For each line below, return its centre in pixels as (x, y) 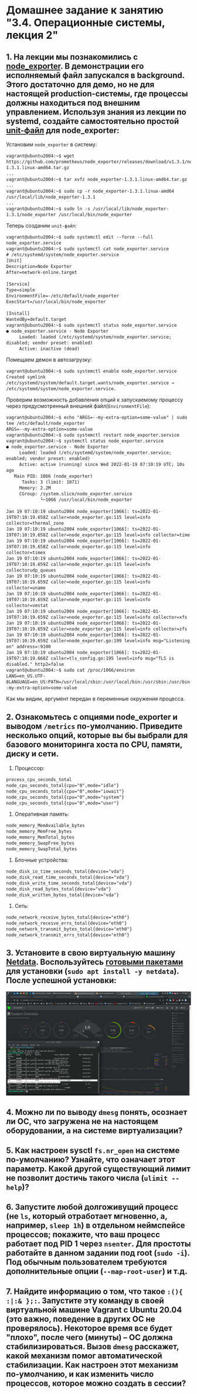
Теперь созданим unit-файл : (42, 226)
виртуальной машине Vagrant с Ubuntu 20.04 (94, 1310)
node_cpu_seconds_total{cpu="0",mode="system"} (65, 797)
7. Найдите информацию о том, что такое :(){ (95, 1291)
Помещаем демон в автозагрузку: (49, 360)
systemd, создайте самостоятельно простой (93, 121)
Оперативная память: (42, 814)
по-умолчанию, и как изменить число (80, 1374)
